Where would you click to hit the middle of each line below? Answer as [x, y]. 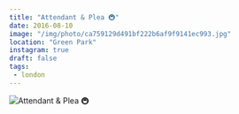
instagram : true [39, 50]
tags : [19, 67]
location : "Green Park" [53, 42]
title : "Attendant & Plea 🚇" [64, 17]
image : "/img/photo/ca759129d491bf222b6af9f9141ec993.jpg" [120, 34]
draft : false [33, 58]
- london [29, 75]
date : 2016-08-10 [41, 26]
